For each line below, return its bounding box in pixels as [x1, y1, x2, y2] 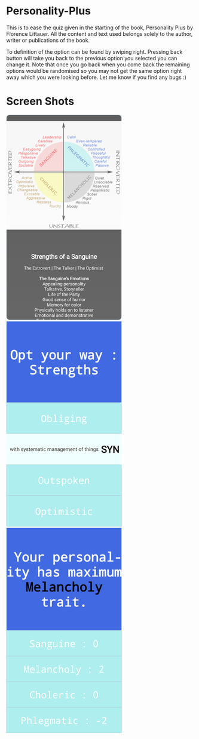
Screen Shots [6, 94, 75, 108]
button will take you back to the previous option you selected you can [6, 54, 177, 62]
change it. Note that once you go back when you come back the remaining [6, 61, 190, 68]
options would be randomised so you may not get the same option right [6, 67, 182, 74]
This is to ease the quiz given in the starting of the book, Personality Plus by [6, 24, 193, 31]
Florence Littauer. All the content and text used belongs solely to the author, [6, 30, 193, 37]
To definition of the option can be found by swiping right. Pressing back [6, 48, 183, 55]
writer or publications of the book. [6, 36, 90, 44]
